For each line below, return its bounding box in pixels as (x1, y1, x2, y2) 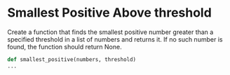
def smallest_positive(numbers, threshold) (7, 56, 137, 63)
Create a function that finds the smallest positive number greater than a (7, 28, 214, 36)
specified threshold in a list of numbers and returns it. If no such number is (7, 35, 223, 43)
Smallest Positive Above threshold (7, 5, 212, 21)
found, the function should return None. (7, 42, 122, 51)
